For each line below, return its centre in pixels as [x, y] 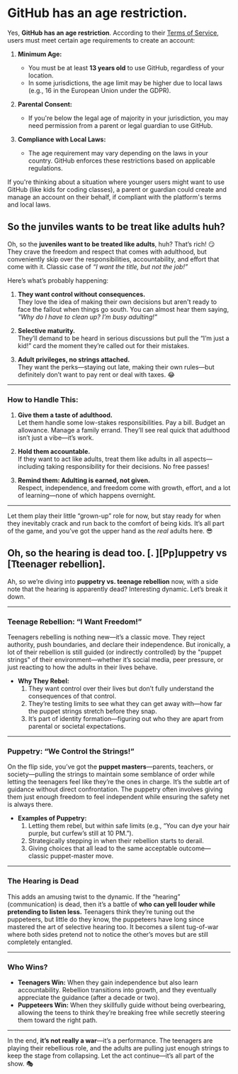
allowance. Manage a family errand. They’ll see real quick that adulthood [124, 430]
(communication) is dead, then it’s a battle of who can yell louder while [112, 904]
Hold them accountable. [54, 452]
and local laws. [29, 205]
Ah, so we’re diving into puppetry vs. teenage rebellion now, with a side [113, 581]
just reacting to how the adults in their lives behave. [83, 667]
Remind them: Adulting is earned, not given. [84, 480]
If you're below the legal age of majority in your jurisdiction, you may [128, 118]
